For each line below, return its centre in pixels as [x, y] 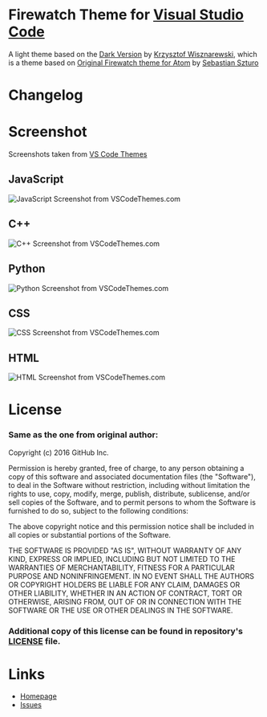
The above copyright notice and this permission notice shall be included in [131, 526]
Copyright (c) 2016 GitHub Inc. [59, 453]
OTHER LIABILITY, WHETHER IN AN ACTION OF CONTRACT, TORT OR [125, 593]
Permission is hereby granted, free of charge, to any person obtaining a [126, 468]
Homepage [38, 696]
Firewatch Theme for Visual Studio [126, 15]
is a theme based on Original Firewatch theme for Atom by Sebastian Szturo [133, 63]
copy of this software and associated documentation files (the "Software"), [132, 477]
